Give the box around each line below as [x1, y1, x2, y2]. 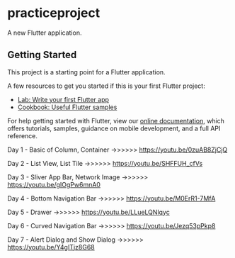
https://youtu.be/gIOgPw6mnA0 [7, 180, 101, 189]
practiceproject [7, 5, 101, 21]
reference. [7, 131, 38, 140]
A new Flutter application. [7, 28, 82, 37]
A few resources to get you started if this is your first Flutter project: [7, 82, 205, 90]
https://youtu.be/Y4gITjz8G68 [7, 242, 96, 251]
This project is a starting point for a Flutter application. [7, 67, 166, 76]
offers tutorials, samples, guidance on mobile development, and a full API [7, 124, 221, 133]
